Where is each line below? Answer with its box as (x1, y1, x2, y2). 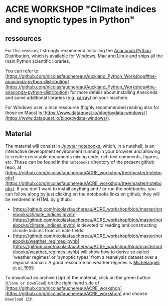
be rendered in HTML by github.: (5, 196, 73, 202)
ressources (5, 34, 42, 43)
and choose (122, 290, 147, 296)
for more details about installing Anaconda (70, 89, 158, 95)
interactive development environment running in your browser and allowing (5, 148, 160, 154)
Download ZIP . (5, 295, 34, 302)
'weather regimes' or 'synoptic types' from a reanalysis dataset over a (12, 254, 158, 260)
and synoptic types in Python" (5, 14, 135, 26)
